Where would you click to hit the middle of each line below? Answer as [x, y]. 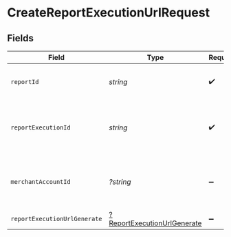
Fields [21, 38]
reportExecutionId [41, 128]
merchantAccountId [41, 182]
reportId [25, 82]
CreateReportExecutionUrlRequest [109, 13]
